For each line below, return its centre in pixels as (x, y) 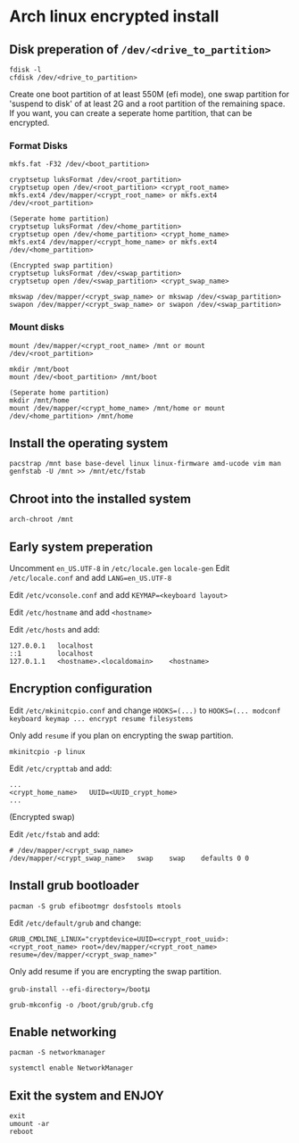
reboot (21, 1132)
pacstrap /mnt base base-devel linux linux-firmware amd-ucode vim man (145, 464)
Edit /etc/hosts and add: (55, 630)
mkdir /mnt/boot (39, 369)
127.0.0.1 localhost (51, 646)
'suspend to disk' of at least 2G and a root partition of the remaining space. (147, 104)
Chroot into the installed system (100, 498)
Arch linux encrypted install (114, 17)
